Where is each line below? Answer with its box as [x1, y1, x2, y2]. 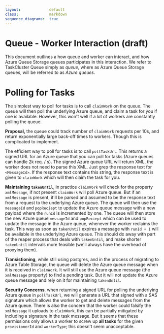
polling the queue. [5, 119, 42, 125]
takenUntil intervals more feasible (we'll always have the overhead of [5, 242, 147, 248]
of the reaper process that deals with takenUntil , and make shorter [5, 236, 142, 242]
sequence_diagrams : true [5, 16, 58, 21]
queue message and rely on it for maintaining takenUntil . [5, 277, 122, 283]
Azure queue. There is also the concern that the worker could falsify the [5, 302, 151, 308]
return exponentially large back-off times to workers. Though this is [5, 134, 142, 139]
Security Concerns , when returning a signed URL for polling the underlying [5, 287, 159, 293]
